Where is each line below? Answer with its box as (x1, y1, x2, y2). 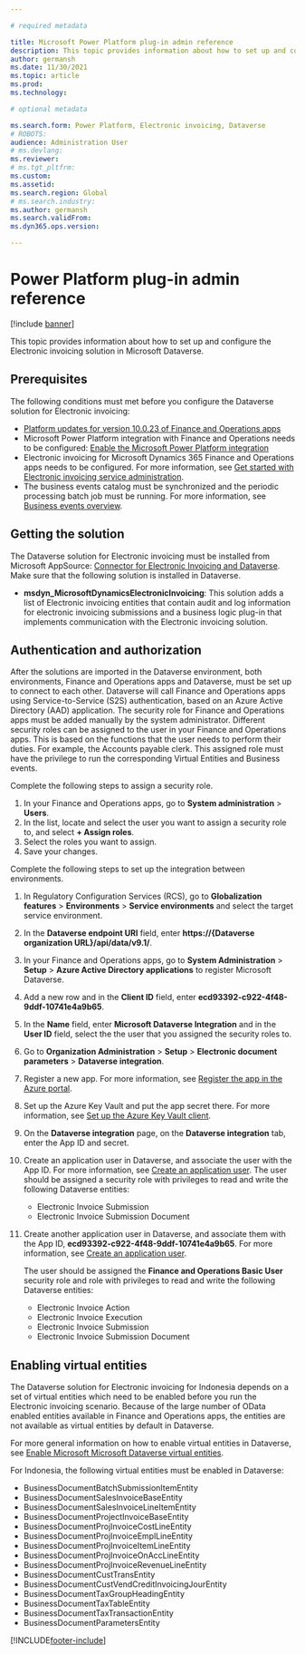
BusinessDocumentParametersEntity (23, 1618, 161, 1629)
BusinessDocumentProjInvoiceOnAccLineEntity (23, 1550, 200, 1561)
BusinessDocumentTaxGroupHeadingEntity (23, 1589, 185, 1600)
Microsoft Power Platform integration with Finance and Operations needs (23, 433, 296, 443)
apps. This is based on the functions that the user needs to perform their (10, 734, 281, 744)
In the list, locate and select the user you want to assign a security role (23, 817, 288, 828)
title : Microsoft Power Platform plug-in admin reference (10, 37, 234, 46)
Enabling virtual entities (10, 1357, 148, 1373)
